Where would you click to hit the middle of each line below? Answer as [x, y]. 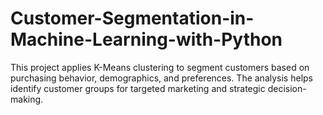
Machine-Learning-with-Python [146, 39]
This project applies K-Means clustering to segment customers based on [160, 67]
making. [27, 99]
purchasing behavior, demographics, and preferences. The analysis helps [161, 78]
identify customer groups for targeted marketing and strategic [138, 88]
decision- [287, 88]
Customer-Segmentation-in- [132, 18]
